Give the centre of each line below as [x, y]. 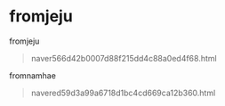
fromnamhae [32, 75]
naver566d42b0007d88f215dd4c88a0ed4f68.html [124, 58]
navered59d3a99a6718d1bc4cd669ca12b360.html [123, 93]
